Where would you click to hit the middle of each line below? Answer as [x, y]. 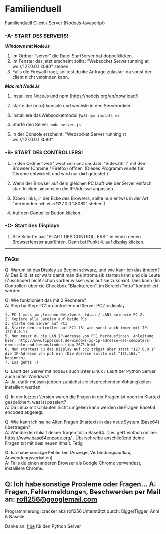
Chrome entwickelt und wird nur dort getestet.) [60, 173]
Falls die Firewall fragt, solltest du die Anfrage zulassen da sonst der [82, 72]
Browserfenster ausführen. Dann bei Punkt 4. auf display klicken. [78, 242]
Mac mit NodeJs [22, 86]
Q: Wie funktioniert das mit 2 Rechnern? [46, 300]
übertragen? [18, 427]
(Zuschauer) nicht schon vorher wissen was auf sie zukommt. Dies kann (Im [83, 281]
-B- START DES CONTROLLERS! [44, 153]
